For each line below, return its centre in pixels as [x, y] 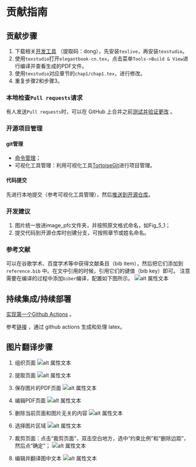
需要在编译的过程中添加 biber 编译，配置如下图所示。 [70, 279]
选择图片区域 [30, 426]
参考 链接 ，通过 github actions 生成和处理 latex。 [66, 327]
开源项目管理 [24, 129]
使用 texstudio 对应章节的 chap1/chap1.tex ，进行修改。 [80, 73]
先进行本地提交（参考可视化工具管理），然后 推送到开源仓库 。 [80, 194]
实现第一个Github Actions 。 [40, 314]
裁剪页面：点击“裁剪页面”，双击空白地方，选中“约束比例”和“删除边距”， [102, 438]
